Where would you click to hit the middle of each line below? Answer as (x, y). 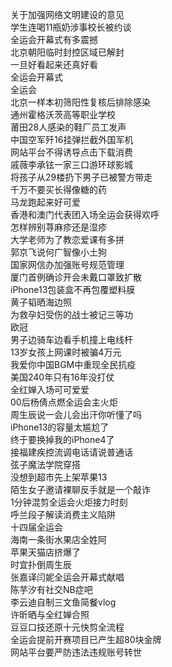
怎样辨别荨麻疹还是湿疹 (58, 227)
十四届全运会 (36, 527)
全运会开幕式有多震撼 (54, 39)
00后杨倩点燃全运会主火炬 (64, 402)
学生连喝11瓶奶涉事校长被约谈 (71, 27)
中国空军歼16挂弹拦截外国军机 (72, 139)
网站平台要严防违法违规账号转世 (76, 652)
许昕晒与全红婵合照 (50, 614)
